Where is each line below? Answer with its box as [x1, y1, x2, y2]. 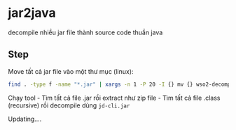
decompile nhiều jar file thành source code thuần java [8, 28, 163, 37]
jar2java [8, 5, 57, 21]
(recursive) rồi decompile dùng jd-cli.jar [8, 100, 130, 110]
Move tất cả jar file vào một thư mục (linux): [8, 67, 134, 75]
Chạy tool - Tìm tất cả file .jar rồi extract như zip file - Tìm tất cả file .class [8, 93, 221, 102]
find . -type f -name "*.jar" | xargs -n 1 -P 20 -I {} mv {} [8, 81, 193, 88]
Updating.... [8, 115, 42, 123]
